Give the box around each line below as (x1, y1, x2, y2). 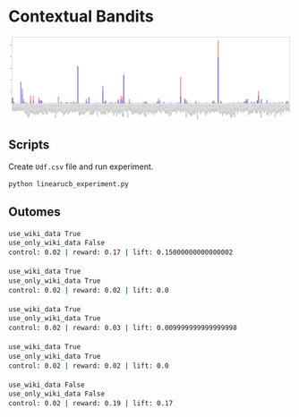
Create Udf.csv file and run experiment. (8, 161, 154, 172)
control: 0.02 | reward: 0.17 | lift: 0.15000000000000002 (8, 248, 234, 257)
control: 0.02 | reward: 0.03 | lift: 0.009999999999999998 (8, 324, 238, 333)
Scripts (8, 137, 50, 153)
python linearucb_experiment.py (8, 179, 129, 189)
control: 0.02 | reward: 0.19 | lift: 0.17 (8, 399, 174, 408)
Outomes (8, 204, 62, 220)
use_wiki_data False (8, 380, 86, 389)
